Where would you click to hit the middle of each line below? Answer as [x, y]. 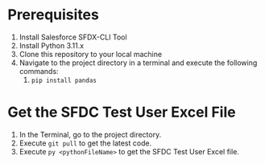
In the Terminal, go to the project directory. [90, 134]
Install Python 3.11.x [52, 45]
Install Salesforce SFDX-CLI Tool [73, 37]
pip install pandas [64, 80]
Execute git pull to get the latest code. [85, 143]
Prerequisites [54, 15]
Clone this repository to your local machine [91, 54]
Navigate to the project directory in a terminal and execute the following [138, 63]
